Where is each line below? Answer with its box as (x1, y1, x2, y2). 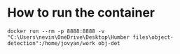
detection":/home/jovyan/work (7, 39, 96, 46)
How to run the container (7, 5, 155, 21)
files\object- (132, 33, 174, 41)
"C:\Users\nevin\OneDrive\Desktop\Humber (7, 33, 130, 41)
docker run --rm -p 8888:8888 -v (7, 28, 105, 35)
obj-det (97, 39, 120, 46)
